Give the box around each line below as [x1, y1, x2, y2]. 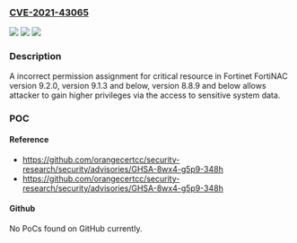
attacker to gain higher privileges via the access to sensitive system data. [9, 90, 281, 100]
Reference [9, 135, 49, 145]
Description [9, 50, 62, 63]
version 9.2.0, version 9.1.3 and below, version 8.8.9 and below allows [9, 80, 266, 91]
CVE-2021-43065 [9, 6, 90, 19]
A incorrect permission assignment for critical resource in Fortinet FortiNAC [9, 70, 289, 82]
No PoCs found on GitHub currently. [9, 222, 143, 234]
